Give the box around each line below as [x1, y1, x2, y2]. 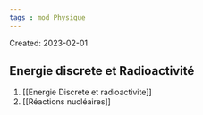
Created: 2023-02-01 [9, 37, 88, 48]
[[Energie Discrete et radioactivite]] [21, 86, 152, 98]
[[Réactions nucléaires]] [21, 96, 112, 107]
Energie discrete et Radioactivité [9, 63, 195, 78]
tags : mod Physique [9, 12, 87, 22]
